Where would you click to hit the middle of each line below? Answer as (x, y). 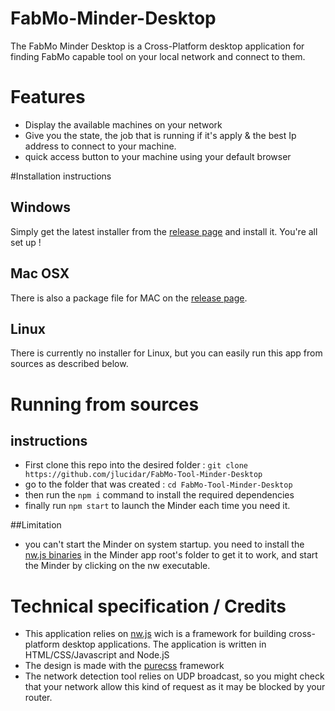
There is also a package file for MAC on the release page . (129, 298)
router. (38, 698)
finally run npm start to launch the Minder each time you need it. (157, 506)
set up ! (26, 242)
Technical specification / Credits (148, 606)
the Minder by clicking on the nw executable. (117, 566)
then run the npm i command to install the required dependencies (159, 495)
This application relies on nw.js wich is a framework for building (155, 634)
